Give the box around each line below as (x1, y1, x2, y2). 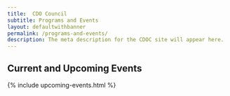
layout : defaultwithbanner (7, 23, 86, 30)
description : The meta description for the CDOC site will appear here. (7, 36, 224, 43)
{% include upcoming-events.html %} (7, 81, 116, 89)
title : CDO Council (7, 10, 68, 18)
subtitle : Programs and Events (7, 17, 99, 24)
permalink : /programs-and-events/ (7, 29, 109, 37)
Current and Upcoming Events (7, 62, 142, 74)
